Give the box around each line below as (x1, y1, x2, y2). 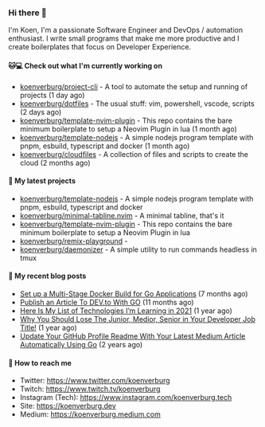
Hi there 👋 (8, 7, 48, 18)
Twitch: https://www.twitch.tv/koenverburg (19, 384, 161, 394)
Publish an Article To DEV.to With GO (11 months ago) (19, 297, 194, 307)
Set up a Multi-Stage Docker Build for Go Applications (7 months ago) (19, 288, 248, 298)
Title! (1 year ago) (19, 323, 77, 332)
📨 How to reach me (8, 358, 72, 367)
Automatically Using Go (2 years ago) (19, 339, 143, 349)
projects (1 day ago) (19, 90, 85, 100)
